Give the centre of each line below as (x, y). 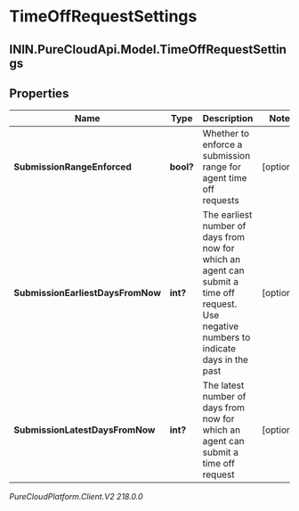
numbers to (226, 338)
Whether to (226, 134)
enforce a (222, 144)
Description (228, 119)
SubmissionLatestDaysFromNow (85, 430)
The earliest (227, 215)
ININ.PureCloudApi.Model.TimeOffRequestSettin (148, 49)
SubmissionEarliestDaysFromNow (88, 293)
